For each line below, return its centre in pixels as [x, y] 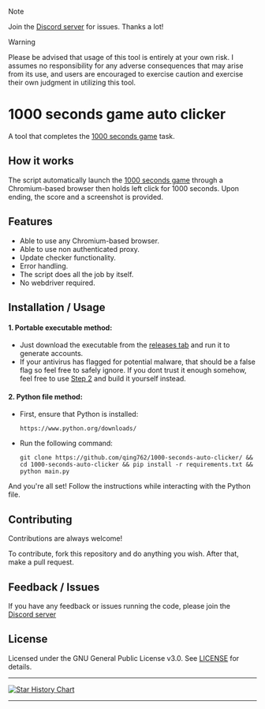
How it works [41, 161]
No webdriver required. [58, 283]
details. [20, 666]
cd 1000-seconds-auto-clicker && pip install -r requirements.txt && [136, 465]
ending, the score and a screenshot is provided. [86, 197]
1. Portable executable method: [60, 328]
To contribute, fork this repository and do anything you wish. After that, [123, 554]
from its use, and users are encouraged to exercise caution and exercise [126, 74]
